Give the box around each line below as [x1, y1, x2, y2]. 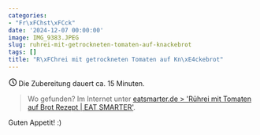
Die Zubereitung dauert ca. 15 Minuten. [18, 78, 145, 88]
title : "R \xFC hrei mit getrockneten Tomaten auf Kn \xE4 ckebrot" [8, 56, 224, 64]
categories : [8, 11, 47, 20]
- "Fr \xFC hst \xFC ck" [8, 19, 76, 27]
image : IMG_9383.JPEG [8, 33, 80, 42]
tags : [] [8, 48, 37, 56]
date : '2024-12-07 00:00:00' [8, 26, 104, 34]
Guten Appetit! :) [8, 118, 62, 127]
